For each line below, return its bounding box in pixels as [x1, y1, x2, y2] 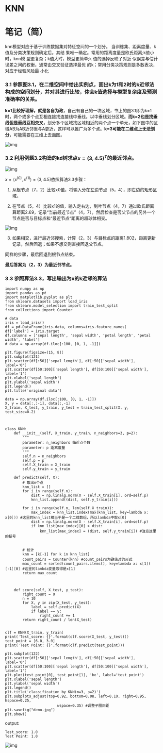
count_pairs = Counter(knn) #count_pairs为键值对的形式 [22, 557, 132, 562]
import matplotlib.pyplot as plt [5, 295, 73, 300]
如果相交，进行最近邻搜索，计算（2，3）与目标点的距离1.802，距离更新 [12, 235, 156, 241]
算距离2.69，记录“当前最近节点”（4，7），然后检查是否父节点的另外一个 [12, 209, 156, 215]
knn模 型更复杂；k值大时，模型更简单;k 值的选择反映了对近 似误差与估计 [13, 56, 158, 62]
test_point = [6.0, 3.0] [5, 639, 55, 644]
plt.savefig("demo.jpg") [5, 707, 55, 713]
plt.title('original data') [5, 388, 62, 393]
